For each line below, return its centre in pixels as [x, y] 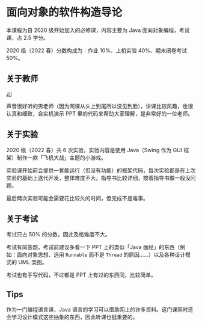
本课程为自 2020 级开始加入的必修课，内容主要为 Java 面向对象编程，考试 [98, 30]
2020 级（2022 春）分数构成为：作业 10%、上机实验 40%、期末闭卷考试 [97, 50]
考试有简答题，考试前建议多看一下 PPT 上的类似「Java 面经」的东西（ [93, 247]
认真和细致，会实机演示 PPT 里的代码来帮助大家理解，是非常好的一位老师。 [100, 113]
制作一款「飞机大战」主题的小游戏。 [61, 158]
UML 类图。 [32, 262]
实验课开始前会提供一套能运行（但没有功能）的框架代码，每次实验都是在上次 [101, 170]
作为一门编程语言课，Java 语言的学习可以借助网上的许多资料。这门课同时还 [100, 310]
